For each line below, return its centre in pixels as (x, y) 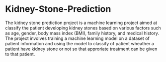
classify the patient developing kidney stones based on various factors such (83, 28)
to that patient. (20, 54)
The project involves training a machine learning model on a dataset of (78, 38)
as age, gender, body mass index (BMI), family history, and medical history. (82, 33)
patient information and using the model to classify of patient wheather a (80, 43)
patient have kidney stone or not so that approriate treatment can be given (81, 49)
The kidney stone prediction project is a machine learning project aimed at (81, 23)
